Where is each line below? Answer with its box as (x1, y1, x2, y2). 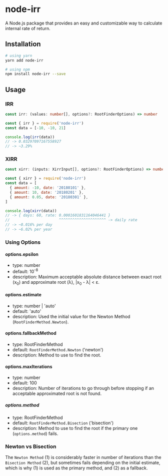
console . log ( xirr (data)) (5, 208, 57, 213)
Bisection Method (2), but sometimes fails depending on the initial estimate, (5, 459, 160, 466)
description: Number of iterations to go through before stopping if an (12, 385, 154, 391)
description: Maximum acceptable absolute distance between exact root (12, 274, 161, 280)
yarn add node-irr (5, 58, 43, 63)
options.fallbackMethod (5, 330, 56, 336)
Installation (5, 40, 41, 49)
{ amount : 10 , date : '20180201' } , (9, 190, 84, 195)
